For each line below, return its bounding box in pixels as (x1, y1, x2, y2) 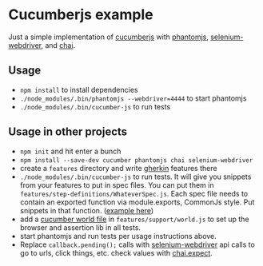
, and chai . (41, 40, 76, 50)
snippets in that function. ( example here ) (19, 205, 154, 215)
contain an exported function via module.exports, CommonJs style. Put (19, 197, 255, 207)
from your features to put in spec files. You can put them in (19, 180, 214, 189)
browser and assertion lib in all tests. (19, 222, 141, 232)
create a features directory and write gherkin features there (19, 163, 217, 173)
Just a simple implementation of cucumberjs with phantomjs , (8, 32, 209, 42)
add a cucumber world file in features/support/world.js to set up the (19, 214, 249, 224)
